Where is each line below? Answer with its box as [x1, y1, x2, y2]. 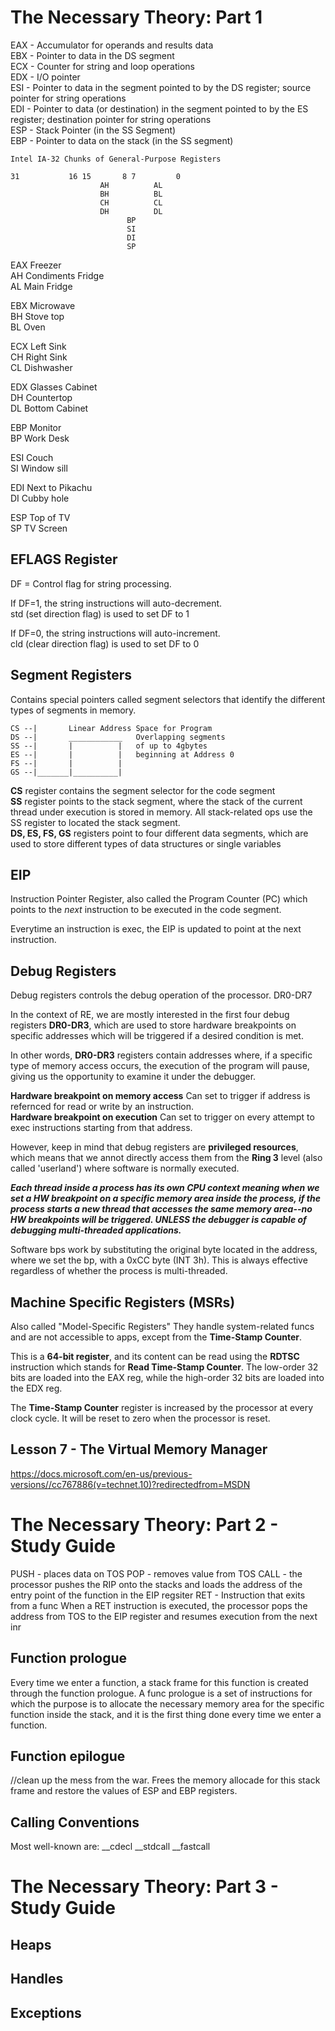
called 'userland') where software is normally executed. [10, 1162, 240, 1175]
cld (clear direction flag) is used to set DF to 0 [10, 637, 200, 650]
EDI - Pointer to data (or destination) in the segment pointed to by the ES [10, 102, 309, 115]
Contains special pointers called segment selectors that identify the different [10, 693, 326, 705]
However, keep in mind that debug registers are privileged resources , [10, 1141, 299, 1153]
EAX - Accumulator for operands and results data [10, 39, 214, 51]
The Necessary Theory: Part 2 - [10, 1514, 279, 1536]
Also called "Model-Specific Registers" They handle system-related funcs [10, 1321, 315, 1332]
